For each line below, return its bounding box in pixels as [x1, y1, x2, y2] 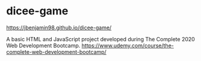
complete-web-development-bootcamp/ [6, 48, 107, 55]
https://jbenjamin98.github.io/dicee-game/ [6, 24, 112, 31]
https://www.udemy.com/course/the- [81, 42, 175, 49]
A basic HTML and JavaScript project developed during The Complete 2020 [6, 35, 196, 42]
